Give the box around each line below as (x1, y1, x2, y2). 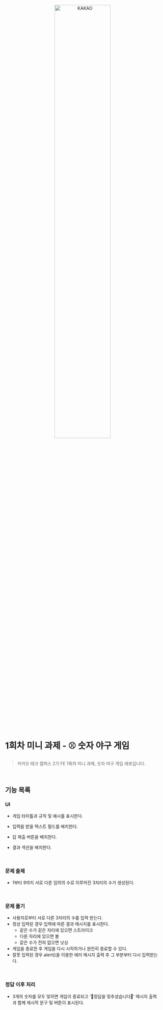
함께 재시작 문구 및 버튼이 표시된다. (17, 1000, 84, 1006)
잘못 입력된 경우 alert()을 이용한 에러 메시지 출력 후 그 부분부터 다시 (12, 952, 141, 958)
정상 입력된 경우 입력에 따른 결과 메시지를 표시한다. (12, 921, 109, 927)
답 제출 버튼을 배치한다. (12, 834, 57, 840)
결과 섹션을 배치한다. (12, 844, 52, 850)
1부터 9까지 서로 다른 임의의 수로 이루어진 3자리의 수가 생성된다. (12, 879, 135, 886)
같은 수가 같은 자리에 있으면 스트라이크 (19, 927, 93, 933)
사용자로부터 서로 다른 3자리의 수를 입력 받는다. (12, 915, 103, 921)
